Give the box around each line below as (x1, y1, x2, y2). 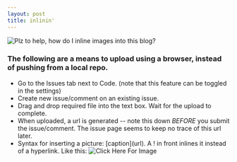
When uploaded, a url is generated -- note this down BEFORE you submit (17, 116, 230, 125)
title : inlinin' (7, 17, 55, 24)
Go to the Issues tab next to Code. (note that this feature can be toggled (17, 79, 227, 87)
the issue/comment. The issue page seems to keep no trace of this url (17, 124, 221, 132)
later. (17, 132, 33, 140)
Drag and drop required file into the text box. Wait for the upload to (17, 101, 212, 110)
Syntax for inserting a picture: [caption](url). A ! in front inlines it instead (17, 139, 227, 147)
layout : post (7, 10, 46, 18)
